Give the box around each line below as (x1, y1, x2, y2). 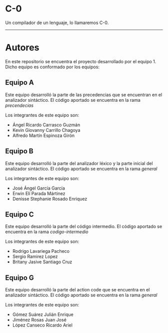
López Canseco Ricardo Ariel (12, 322, 72, 328)
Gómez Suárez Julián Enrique (12, 311, 73, 317)
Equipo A (5, 78, 34, 87)
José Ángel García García (12, 185, 65, 191)
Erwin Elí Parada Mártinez (12, 190, 66, 196)
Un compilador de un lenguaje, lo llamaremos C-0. (5, 20, 109, 26)
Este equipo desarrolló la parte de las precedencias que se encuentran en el (5, 91, 162, 98)
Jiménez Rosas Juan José (12, 317, 66, 323)
